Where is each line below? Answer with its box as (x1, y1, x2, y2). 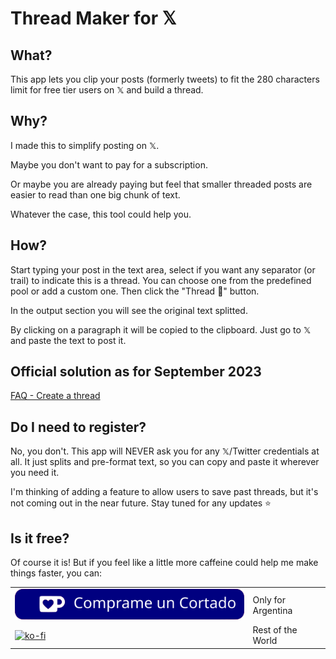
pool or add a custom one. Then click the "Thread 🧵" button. (10, 285, 260, 297)
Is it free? (10, 530, 70, 547)
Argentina (252, 604, 293, 616)
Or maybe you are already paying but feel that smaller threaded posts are (10, 178, 313, 190)
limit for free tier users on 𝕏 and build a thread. (10, 84, 204, 96)
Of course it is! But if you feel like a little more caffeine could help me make (10, 557, 319, 569)
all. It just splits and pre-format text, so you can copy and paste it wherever (10, 456, 320, 468)
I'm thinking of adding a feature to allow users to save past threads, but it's (10, 486, 319, 498)
